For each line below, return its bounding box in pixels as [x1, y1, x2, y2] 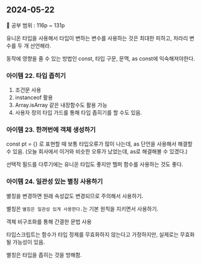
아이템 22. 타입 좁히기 [6, 71, 66, 80]
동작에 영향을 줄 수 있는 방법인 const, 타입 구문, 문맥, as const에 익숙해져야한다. [6, 54, 195, 62]
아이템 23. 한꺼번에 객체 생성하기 [6, 126, 96, 134]
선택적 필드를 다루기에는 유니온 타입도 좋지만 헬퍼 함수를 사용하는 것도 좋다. [6, 161, 183, 168]
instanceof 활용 [14, 94, 53, 101]
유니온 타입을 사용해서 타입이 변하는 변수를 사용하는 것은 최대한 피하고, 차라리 [6, 34, 188, 42]
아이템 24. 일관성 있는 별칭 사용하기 [6, 178, 103, 186]
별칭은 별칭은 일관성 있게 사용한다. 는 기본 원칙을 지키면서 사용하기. [6, 205, 159, 212]
